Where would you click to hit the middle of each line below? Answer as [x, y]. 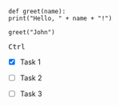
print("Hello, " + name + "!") [60, 18]
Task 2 [31, 78]
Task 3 [31, 94]
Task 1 [30, 62]
